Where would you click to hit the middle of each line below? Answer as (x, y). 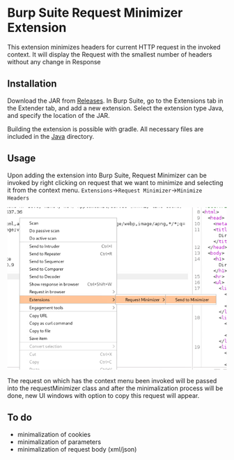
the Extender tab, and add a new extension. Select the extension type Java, (116, 108)
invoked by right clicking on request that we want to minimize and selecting (115, 182)
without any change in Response (54, 61)
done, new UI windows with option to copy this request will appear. (103, 395)
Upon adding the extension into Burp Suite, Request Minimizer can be (107, 175)
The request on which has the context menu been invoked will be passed (112, 381)
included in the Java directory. (51, 136)
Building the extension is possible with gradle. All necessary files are (106, 129)
